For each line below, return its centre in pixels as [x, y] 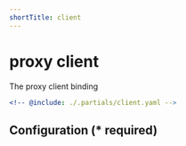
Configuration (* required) [84, 130]
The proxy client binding [54, 86]
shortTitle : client [45, 17]
